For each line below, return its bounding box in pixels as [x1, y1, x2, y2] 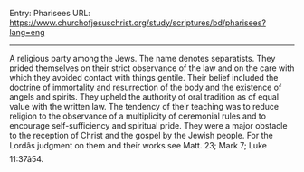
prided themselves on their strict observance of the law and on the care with [9, 62, 295, 73]
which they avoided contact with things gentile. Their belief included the [9, 72, 279, 82]
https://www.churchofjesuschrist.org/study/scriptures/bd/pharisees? [9, 17, 267, 28]
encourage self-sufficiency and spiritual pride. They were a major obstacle [9, 120, 288, 130]
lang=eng [9, 27, 45, 37]
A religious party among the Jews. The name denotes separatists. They [9, 53, 276, 63]
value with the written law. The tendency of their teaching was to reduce [9, 101, 279, 111]
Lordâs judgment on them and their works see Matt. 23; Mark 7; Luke [9, 140, 267, 150]
